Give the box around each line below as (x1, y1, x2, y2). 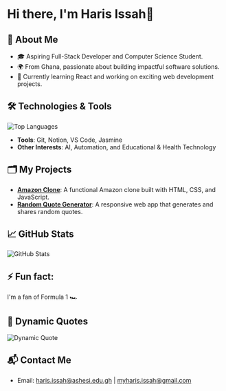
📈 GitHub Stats (7, 229, 74, 240)
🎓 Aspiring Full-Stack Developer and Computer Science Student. (16, 52, 203, 61)
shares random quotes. (16, 207, 83, 215)
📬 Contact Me (7, 355, 71, 366)
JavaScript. (16, 193, 50, 201)
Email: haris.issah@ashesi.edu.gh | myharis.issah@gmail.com (16, 376, 192, 384)
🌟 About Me (7, 34, 58, 45)
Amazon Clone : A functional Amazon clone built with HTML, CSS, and (16, 185, 216, 193)
